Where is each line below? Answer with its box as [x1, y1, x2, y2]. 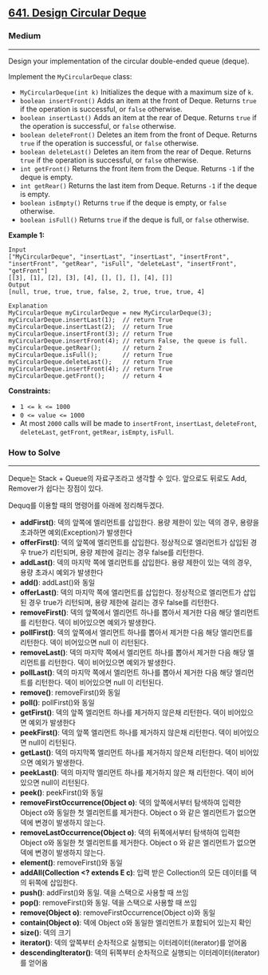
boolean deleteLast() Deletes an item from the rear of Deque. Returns [19, 146, 251, 156]
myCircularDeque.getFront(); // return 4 [8, 371, 162, 379]
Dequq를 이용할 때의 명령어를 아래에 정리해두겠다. [8, 500, 165, 510]
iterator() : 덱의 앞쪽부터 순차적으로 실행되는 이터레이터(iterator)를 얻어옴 [19, 937, 247, 947]
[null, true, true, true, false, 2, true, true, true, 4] [8, 287, 205, 295]
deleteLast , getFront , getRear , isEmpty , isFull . [19, 427, 174, 436]
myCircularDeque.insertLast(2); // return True [8, 323, 173, 331]
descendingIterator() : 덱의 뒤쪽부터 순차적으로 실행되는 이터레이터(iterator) [19, 948, 260, 957]
